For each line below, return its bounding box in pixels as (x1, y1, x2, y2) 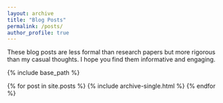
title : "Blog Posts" (7, 16, 67, 23)
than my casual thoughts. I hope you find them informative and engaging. (7, 56, 216, 64)
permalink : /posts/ (7, 23, 64, 30)
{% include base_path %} (7, 69, 80, 77)
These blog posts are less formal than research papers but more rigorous (7, 48, 216, 56)
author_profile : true (7, 29, 70, 36)
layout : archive (7, 10, 54, 17)
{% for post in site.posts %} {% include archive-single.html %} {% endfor (7, 82, 216, 90)
